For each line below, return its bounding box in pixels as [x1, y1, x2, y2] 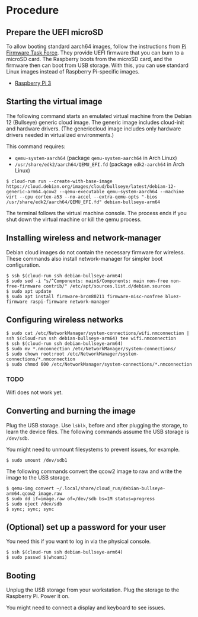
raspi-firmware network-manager [30, 299, 110, 305]
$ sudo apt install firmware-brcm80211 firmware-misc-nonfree [6, 293, 163, 299]
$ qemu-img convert [6, 485, 55, 491]
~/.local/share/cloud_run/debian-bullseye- [56, 485, 166, 491]
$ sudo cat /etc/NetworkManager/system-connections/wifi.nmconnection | [6, 330, 190, 337]
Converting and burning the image [6, 406, 136, 416]
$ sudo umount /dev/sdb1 [6, 457, 68, 463]
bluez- [165, 293, 182, 299]
